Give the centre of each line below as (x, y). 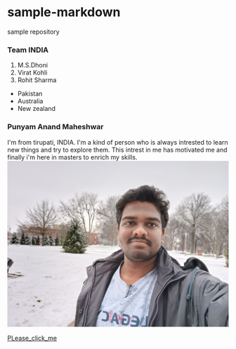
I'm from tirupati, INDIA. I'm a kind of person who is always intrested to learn (118, 142)
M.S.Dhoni (32, 65)
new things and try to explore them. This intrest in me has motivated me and (117, 150)
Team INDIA (28, 50)
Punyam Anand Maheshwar (55, 127)
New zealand (37, 109)
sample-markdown (64, 12)
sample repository (33, 32)
